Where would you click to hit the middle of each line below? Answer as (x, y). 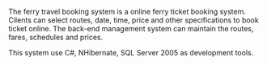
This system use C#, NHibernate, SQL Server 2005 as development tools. (131, 53)
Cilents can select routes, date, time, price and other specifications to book (133, 20)
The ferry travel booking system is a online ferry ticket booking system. (127, 12)
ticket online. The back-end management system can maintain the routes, (131, 28)
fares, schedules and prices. (56, 37)
